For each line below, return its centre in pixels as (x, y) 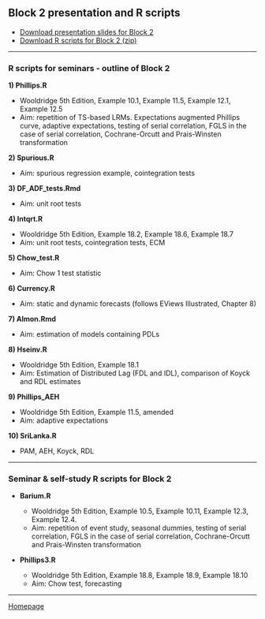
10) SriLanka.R (32, 436)
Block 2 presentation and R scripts (94, 13)
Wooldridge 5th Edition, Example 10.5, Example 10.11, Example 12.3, (140, 511)
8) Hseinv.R (28, 349)
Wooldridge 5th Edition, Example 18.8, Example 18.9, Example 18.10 (140, 576)
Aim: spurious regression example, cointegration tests (107, 173)
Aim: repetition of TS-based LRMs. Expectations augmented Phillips (130, 117)
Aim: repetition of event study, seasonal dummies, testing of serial (139, 528)
